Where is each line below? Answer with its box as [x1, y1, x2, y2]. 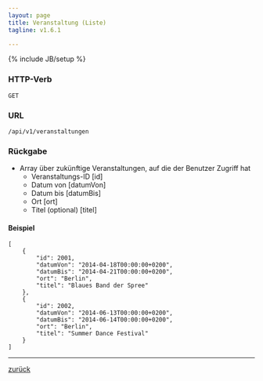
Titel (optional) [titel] [31, 205, 97, 215]
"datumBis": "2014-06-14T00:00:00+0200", [36, 316, 174, 324]
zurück [8, 365, 31, 374]
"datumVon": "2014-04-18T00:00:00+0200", [36, 261, 174, 269]
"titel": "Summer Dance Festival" [36, 330, 149, 338]
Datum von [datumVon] [31, 180, 106, 190]
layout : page [8, 11, 51, 20]
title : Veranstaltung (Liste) [8, 19, 107, 27]
